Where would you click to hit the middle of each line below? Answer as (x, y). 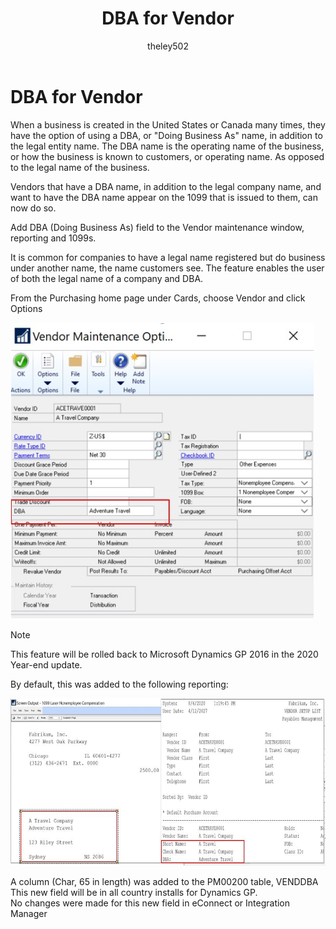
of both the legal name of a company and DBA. (107, 278)
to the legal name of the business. (80, 167)
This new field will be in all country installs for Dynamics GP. (134, 892)
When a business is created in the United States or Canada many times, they (168, 124)
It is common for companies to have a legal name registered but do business (168, 257)
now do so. (33, 208)
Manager (29, 913)
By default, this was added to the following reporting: (119, 684)
